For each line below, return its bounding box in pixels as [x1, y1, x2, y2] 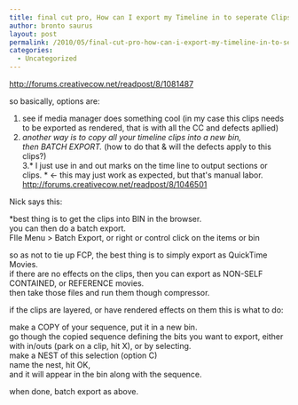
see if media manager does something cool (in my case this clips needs [21, 113, 285, 123]
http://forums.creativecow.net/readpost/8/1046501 [21, 179, 208, 189]
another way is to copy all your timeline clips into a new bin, [21, 132, 242, 142]
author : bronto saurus [9, 21, 93, 30]
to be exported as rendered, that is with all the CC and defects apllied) [21, 123, 279, 133]
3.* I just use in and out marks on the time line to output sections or [21, 161, 268, 171]
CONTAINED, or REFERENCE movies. [9, 278, 145, 289]
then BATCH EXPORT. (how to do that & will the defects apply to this [21, 141, 272, 152]
